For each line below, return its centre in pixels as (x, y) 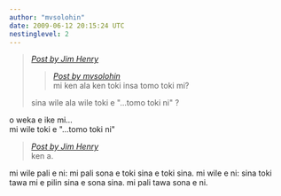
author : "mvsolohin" (47, 17)
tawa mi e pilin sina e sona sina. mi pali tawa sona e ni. (109, 183)
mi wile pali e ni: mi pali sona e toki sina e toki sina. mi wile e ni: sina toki (140, 173)
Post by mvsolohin (87, 76)
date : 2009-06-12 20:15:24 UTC (67, 26)
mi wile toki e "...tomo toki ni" (62, 129)
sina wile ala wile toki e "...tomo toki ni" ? (105, 103)
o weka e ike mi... (41, 120)
